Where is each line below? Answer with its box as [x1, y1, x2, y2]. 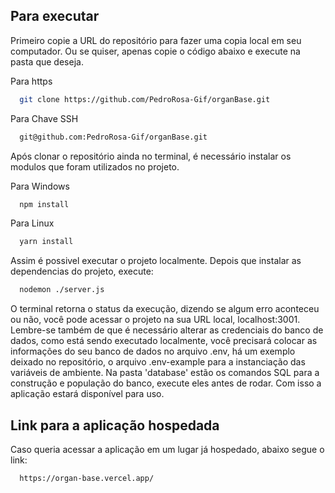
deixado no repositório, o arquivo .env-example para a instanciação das [10, 356, 306, 368]
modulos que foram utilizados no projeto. [10, 160, 180, 173]
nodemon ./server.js [19, 285, 105, 295]
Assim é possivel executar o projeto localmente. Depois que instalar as [10, 255, 302, 267]
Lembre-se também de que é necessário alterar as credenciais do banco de [10, 324, 324, 336]
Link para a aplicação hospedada [10, 417, 220, 434]
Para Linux [10, 217, 55, 229]
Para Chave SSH [10, 112, 79, 124]
